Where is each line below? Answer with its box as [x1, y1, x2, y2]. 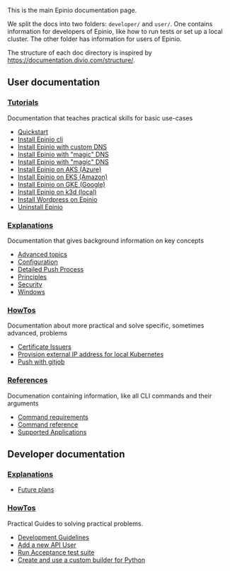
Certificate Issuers [17, 342, 72, 351]
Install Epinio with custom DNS [17, 142, 108, 151]
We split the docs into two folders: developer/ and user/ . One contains [7, 20, 213, 28]
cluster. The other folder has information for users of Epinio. [7, 35, 182, 43]
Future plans [17, 485, 54, 494]
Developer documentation [7, 448, 125, 460]
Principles [17, 272, 47, 281]
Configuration [17, 258, 58, 266]
